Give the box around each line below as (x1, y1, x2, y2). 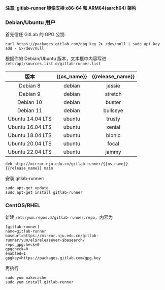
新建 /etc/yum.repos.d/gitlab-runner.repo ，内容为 (5, 214, 113, 220)
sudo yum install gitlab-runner (5, 279, 74, 284)
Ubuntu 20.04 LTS (8, 140, 52, 147)
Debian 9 (19, 91, 41, 98)
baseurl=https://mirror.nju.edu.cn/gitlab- (5, 233, 99, 238)
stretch (105, 91, 122, 98)
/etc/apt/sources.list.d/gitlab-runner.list (5, 61, 101, 67)
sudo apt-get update (5, 186, 49, 191)
